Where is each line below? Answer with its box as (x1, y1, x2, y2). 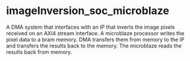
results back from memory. (6, 48, 72, 55)
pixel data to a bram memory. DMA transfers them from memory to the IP (6, 36, 185, 43)
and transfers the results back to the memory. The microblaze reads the (6, 42, 182, 49)
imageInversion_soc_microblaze (6, 4, 169, 18)
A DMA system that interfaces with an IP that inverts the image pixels (6, 23, 175, 30)
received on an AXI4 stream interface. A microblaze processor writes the (6, 29, 185, 36)
